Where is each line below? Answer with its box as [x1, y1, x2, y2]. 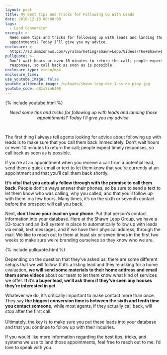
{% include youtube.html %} [5, 100, 63, 106]
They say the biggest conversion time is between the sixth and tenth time [5, 297, 160, 304]
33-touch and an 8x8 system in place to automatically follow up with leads [5, 221, 158, 227]
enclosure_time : [5, 72, 39, 77]
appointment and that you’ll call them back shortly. [5, 170, 109, 176]
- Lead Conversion [9, 26, 48, 31]
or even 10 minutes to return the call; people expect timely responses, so [5, 144, 154, 150]
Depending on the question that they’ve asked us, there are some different [5, 256, 158, 262]
